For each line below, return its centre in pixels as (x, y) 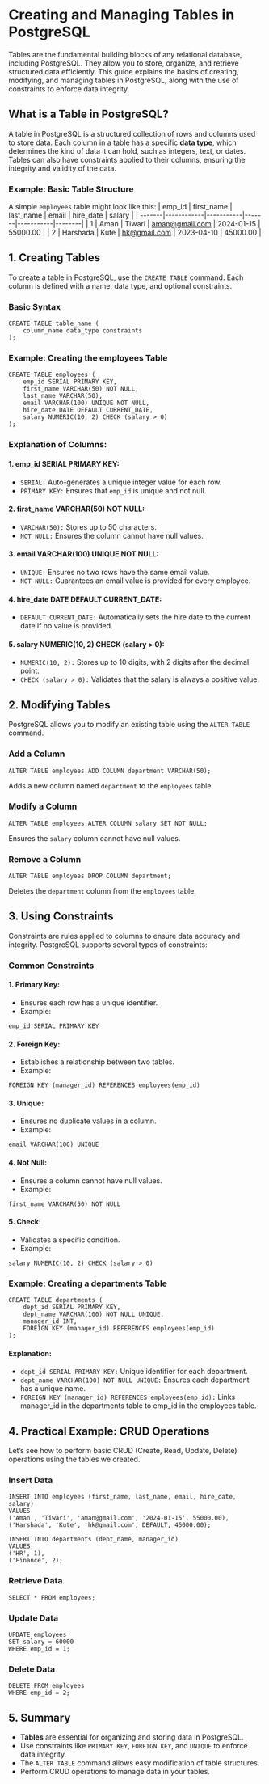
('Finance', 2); (36, 1561)
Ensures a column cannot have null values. (91, 1180)
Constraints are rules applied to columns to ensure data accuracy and (124, 936)
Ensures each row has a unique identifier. (89, 1003)
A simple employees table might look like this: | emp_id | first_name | (120, 207)
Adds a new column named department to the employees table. (111, 785)
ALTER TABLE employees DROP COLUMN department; (90, 876)
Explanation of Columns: (58, 445)
